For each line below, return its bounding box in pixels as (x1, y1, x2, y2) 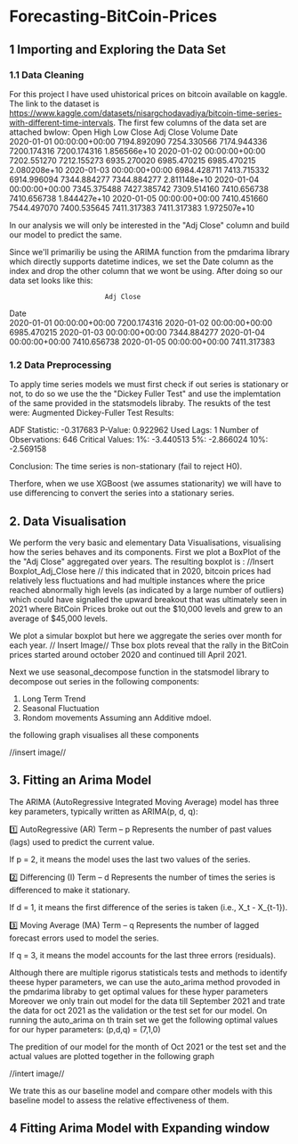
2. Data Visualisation (9, 513, 126, 528)
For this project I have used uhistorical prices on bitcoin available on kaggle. (9, 88, 287, 99)
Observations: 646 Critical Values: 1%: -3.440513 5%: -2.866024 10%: (9, 435, 269, 445)
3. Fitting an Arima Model (9, 773, 152, 788)
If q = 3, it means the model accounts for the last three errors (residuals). (9, 949, 277, 960)
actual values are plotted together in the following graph (9, 1050, 215, 1061)
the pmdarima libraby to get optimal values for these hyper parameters (9, 986, 269, 997)
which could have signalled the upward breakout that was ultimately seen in (9, 593, 287, 604)
